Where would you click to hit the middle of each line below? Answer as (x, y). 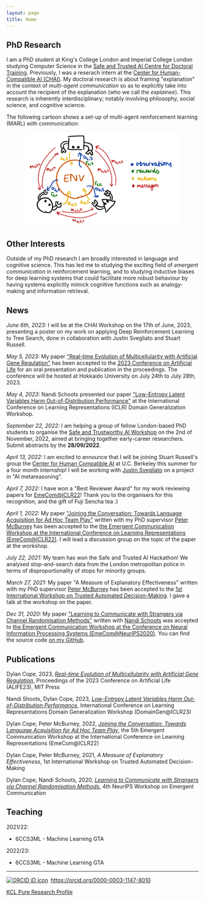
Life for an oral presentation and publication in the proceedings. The (92, 370)
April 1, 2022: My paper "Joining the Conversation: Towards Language (94, 514)
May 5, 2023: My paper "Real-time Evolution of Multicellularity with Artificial (102, 357)
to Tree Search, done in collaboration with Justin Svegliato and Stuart (94, 338)
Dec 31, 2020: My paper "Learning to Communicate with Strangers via (95, 614)
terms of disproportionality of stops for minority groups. (77, 571)
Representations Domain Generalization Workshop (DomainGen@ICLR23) (99, 712)
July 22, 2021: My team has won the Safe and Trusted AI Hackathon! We (97, 558)
